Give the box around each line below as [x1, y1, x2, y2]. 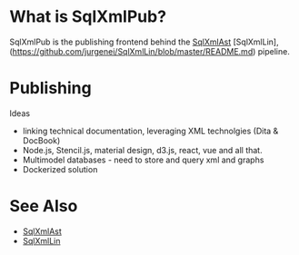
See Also [9, 196, 78, 217]
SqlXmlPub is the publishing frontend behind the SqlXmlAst [9, 36, 232, 47]
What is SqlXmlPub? [9, 6, 166, 27]
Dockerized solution [22, 163, 98, 174]
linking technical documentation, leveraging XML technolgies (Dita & [22, 125, 279, 136]
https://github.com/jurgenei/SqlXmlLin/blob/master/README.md [12, 45, 254, 56]
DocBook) [22, 134, 61, 146]
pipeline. [257, 45, 291, 56]
